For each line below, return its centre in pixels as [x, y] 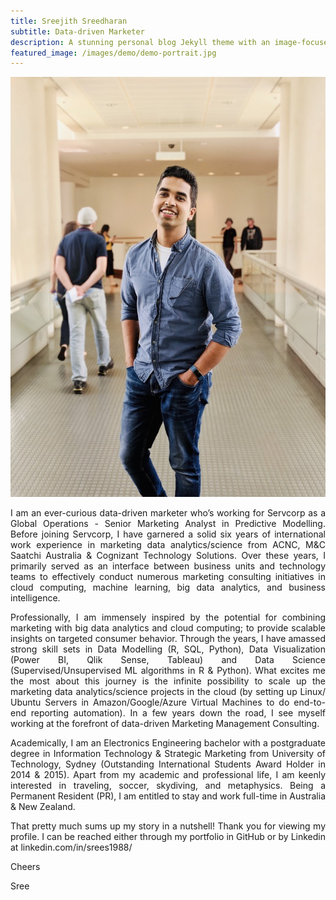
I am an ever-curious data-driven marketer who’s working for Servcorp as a [168, 513]
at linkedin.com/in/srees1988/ [71, 847]
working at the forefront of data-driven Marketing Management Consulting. [165, 724]
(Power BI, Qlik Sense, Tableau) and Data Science [168, 660]
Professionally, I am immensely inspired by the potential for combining [168, 617]
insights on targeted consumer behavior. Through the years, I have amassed [168, 639]
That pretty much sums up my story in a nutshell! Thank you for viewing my [168, 826]
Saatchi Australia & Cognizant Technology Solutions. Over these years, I [168, 556]
